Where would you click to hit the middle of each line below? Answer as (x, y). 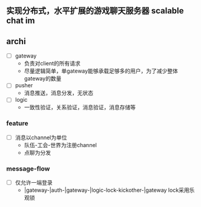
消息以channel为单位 (41, 137)
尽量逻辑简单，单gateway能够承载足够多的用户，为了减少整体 (101, 71)
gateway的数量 (43, 79)
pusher (24, 85)
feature (17, 123)
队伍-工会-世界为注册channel (60, 145)
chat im (21, 21)
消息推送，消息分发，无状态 (59, 93)
